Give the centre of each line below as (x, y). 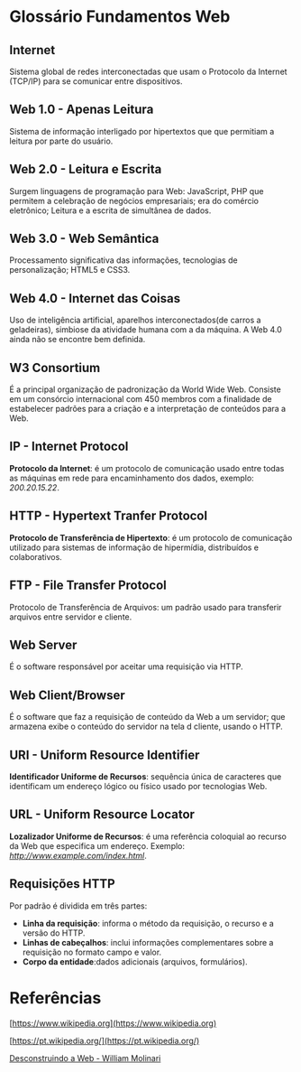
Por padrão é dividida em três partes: (78, 906)
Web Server (43, 644)
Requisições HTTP (62, 884)
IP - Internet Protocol (69, 447)
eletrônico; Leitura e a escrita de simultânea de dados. (110, 210)
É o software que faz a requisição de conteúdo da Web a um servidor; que (147, 717)
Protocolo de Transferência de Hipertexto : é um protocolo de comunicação (151, 537)
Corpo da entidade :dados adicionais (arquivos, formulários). (135, 961)
